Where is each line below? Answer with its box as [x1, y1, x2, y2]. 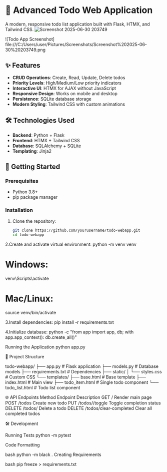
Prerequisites [5, 177, 38, 184]
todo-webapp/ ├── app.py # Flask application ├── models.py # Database [5, 363, 159, 369]
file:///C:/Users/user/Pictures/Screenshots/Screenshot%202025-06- [5, 41, 147, 47]
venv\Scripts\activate [5, 275, 49, 282]
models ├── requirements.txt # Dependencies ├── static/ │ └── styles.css [5, 369, 162, 375]
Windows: [5, 259, 48, 270]
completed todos [5, 410, 40, 417]
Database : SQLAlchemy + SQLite [12, 143, 81, 149]
